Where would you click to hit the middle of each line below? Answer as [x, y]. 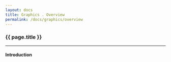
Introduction [19, 55]
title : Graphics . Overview [35, 15]
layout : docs [19, 10]
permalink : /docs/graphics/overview [44, 19]
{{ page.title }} [24, 37]
